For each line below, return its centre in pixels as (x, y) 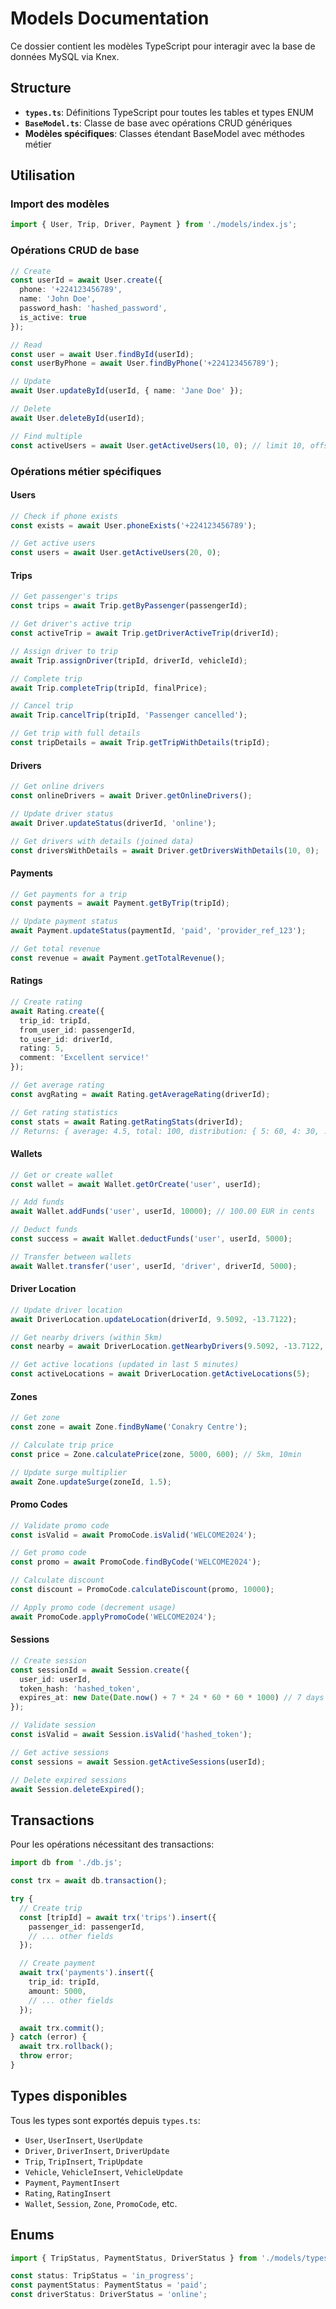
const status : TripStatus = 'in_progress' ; (102, 2276)
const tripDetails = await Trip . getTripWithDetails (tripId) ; (140, 743)
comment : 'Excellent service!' (84, 1058)
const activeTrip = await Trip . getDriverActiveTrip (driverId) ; (145, 633)
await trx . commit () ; (62, 2028)
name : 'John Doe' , (58, 299)
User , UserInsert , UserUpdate (83, 2139)
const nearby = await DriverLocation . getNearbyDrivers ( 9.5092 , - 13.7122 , (167, 1347)
